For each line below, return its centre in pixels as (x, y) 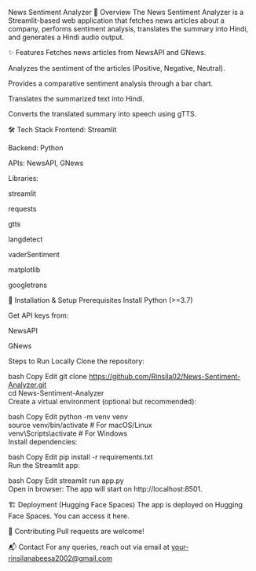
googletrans (27, 285)
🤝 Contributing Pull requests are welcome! (76, 531)
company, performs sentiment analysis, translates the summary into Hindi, (128, 29)
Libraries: (24, 178)
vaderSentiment (34, 254)
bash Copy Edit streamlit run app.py (66, 481)
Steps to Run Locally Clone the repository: (77, 361)
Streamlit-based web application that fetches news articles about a (117, 20)
